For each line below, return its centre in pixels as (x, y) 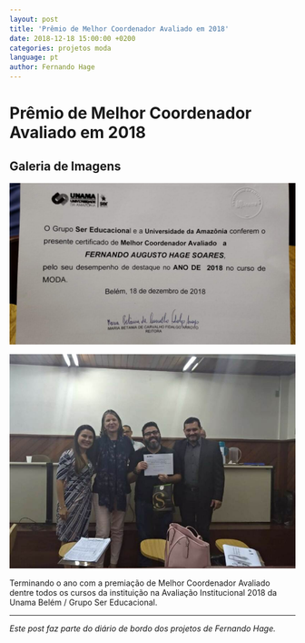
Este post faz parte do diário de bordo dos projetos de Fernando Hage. (143, 628)
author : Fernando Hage (52, 67)
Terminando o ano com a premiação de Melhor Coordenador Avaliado (140, 583)
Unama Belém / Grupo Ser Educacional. (84, 602)
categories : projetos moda (60, 48)
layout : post (34, 19)
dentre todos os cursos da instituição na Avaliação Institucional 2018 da (143, 592)
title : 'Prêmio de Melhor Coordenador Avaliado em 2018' (119, 29)
